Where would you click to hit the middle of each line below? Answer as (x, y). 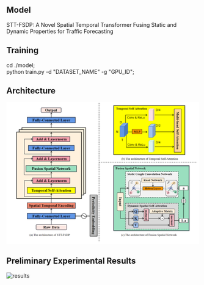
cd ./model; (21, 65)
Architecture (31, 91)
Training (23, 50)
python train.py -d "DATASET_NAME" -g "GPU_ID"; (70, 71)
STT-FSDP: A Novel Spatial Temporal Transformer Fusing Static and (92, 24)
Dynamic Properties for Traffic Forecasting (60, 31)
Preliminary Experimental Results (71, 261)
